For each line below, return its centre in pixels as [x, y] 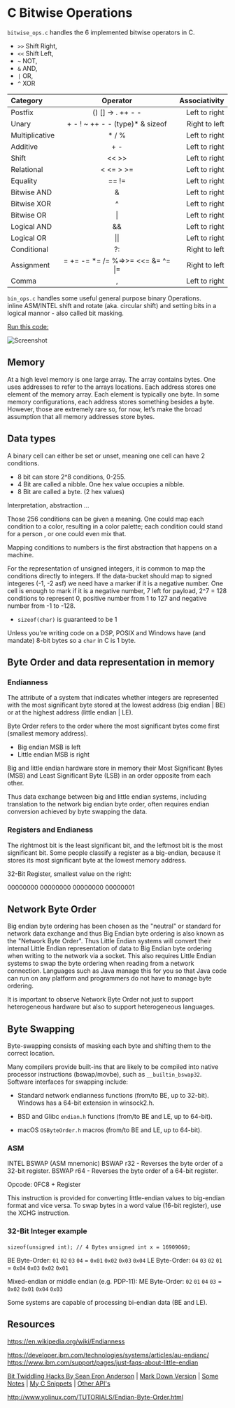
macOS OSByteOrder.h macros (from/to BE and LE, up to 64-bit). [110, 1130]
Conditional [30, 249]
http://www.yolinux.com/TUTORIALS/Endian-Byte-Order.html [95, 1397]
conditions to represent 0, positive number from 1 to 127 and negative [107, 598]
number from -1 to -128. [41, 606]
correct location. [31, 1054]
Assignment [30, 265]
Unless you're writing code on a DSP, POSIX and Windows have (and [107, 632]
